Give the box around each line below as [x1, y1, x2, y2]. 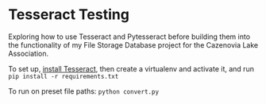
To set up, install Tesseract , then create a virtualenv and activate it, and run [8, 64, 254, 73]
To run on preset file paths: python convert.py [8, 86, 160, 96]
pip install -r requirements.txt [8, 72, 119, 80]
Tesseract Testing [8, 6, 129, 24]
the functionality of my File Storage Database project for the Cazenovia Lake [8, 40, 259, 49]
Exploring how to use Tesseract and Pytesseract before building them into [8, 32, 251, 41]
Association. [8, 48, 49, 58]
